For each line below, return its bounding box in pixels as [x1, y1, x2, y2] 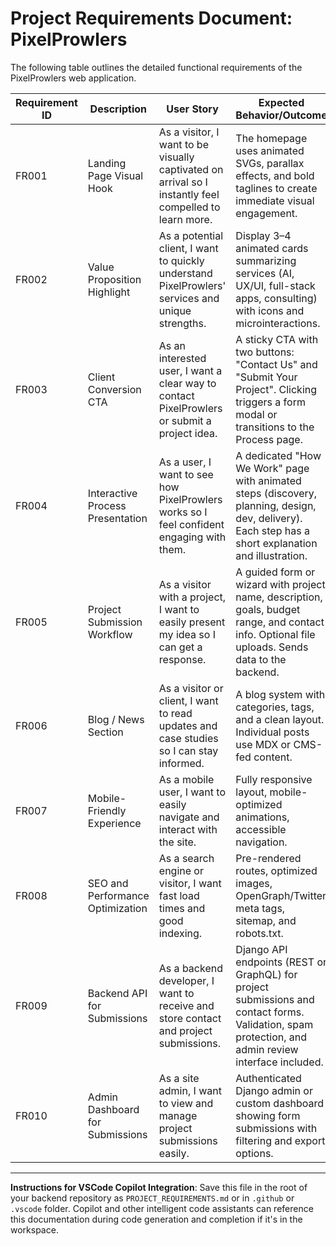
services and [158, 291, 220, 305]
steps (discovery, [235, 486, 318, 500]
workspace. [10, 1223, 59, 1236]
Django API [235, 942, 288, 956]
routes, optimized [235, 863, 318, 877]
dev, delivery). [235, 511, 303, 525]
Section [87, 725, 124, 739]
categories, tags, [235, 700, 315, 714]
